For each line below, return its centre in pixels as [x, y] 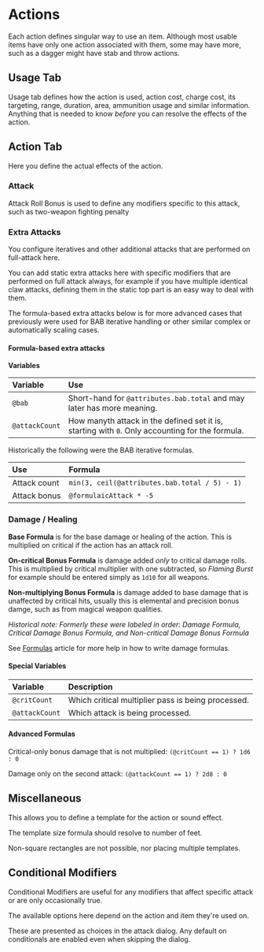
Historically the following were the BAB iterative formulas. [101, 450]
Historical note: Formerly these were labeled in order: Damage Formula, [125, 624]
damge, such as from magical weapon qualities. [86, 609]
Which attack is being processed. [130, 712]
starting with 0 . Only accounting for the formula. [156, 431]
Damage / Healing [43, 519]
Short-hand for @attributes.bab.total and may [156, 398]
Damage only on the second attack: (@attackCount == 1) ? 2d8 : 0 [118, 774]
